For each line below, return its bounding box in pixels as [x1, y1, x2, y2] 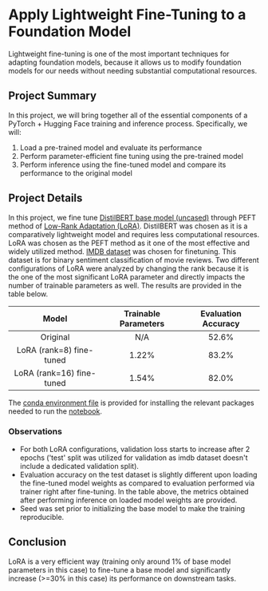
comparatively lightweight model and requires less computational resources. [8, 229, 260, 239]
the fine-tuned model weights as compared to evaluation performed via [19, 478, 255, 488]
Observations [8, 426, 62, 437]
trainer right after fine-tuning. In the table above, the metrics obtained [19, 486, 249, 496]
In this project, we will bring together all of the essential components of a [8, 110, 248, 120]
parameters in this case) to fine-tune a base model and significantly [8, 565, 231, 574]
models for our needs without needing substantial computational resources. [8, 65, 258, 75]
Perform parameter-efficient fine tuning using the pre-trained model [19, 151, 243, 161]
